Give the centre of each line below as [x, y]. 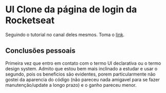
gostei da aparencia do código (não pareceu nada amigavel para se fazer [82, 79]
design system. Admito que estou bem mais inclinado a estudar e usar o [81, 68]
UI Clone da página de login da [71, 10]
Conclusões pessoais [40, 51]
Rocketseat [30, 20]
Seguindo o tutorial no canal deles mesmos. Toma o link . [65, 34]
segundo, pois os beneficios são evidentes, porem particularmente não [80, 74]
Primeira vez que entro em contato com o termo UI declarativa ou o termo [83, 63]
